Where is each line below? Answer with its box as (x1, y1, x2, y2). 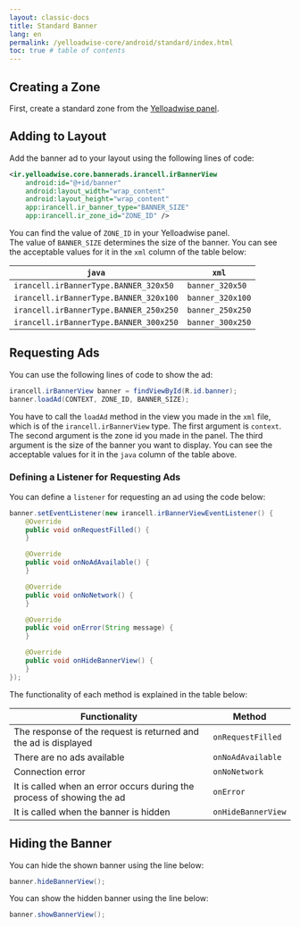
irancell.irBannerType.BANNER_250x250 (13, 305, 179, 315)
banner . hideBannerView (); (9, 877, 105, 886)
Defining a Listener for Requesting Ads (9, 471, 181, 483)
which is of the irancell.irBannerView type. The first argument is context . (9, 421, 282, 431)
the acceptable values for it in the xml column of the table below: (9, 246, 247, 257)
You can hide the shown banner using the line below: (9, 859, 204, 871)
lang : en (9, 29, 42, 38)
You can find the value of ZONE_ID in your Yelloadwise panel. (9, 228, 230, 238)
